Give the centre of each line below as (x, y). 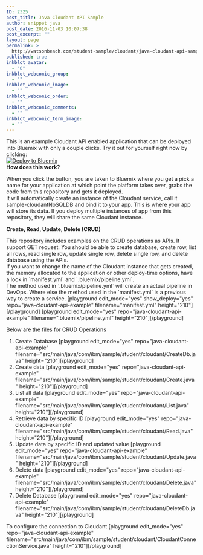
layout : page (23, 40)
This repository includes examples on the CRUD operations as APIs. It (93, 241)
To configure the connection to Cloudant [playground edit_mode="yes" (95, 527)
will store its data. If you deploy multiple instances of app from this (89, 211)
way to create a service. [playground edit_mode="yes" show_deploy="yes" (100, 299)
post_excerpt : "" (28, 34)
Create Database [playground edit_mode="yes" (74, 342)
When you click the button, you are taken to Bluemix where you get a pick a (100, 179)
